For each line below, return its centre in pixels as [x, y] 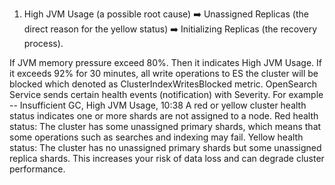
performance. [37, 169]
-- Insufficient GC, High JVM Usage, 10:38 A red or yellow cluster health [158, 105]
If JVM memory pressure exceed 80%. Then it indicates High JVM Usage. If [165, 62]
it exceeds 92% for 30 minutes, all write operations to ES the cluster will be [164, 73]
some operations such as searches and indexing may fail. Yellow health [156, 137]
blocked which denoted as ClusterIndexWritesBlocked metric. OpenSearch [163, 84]
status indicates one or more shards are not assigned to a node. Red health [164, 116]
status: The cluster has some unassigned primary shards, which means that [165, 126]
